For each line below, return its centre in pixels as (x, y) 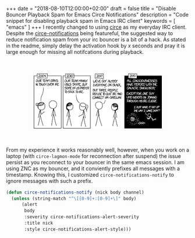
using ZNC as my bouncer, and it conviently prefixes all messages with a (93, 168)
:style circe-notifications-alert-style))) (78, 229)
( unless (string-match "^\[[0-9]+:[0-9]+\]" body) (74, 198)
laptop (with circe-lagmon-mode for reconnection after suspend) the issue (94, 156)
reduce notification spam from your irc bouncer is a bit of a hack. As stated (96, 39)
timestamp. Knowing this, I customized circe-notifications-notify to (90, 174)
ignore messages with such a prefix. (49, 181)
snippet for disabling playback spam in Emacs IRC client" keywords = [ (91, 21)
